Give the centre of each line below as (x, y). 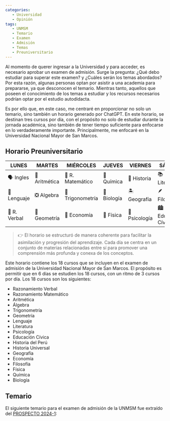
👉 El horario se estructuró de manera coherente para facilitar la (84, 235)
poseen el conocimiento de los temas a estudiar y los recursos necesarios (82, 93)
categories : (18, 10)
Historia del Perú (30, 343)
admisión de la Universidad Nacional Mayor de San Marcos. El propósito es (83, 268)
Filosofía (22, 364)
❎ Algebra (47, 195)
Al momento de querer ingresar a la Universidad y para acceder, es (75, 67)
